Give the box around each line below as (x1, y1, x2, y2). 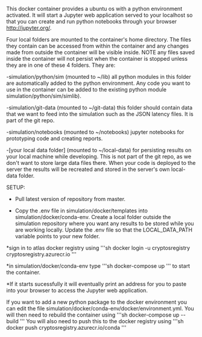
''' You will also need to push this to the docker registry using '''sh (20, 318, 184, 324)
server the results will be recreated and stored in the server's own (6, 165, 170, 173)
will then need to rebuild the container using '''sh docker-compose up (6, 311, 180, 318)
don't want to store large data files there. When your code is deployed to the (6, 159, 196, 166)
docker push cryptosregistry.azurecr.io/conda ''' (6, 324, 127, 331)
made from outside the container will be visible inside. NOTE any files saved (6, 49, 195, 56)
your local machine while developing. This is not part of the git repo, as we (6, 153, 192, 160)
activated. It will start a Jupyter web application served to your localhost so (6, 11, 193, 19)
